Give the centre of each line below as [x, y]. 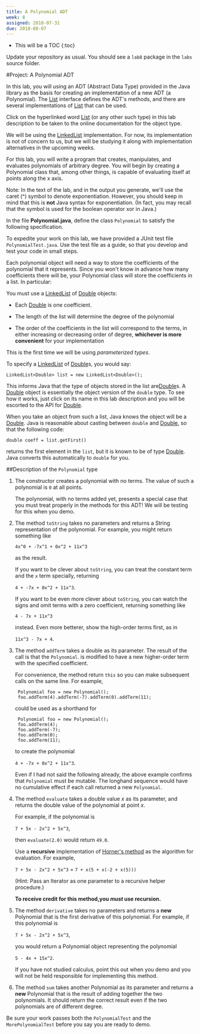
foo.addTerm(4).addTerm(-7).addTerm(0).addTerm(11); [84, 698]
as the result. [31, 558]
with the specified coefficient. [51, 663]
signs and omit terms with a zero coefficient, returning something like [100, 605]
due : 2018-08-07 [26, 28]
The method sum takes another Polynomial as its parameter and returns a [104, 987]
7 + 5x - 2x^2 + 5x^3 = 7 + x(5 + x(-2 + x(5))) [76, 870]
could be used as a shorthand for [56, 708]
